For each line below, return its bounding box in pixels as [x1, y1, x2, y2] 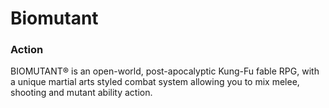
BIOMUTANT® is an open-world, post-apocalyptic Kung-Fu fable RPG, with [10, 65, 320, 77]
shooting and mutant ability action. [10, 87, 153, 99]
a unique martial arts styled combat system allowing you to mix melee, [10, 76, 300, 88]
